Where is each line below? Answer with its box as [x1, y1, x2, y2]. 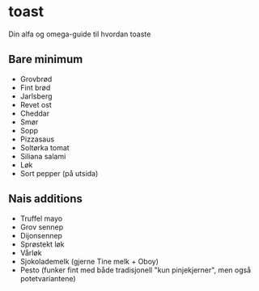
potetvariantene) [19, 273, 76, 283]
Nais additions [8, 192, 83, 206]
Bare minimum [8, 53, 83, 66]
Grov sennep [19, 221, 64, 232]
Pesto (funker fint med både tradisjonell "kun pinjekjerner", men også [19, 265, 252, 275]
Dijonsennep [19, 230, 63, 240]
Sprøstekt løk [19, 239, 65, 249]
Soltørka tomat [19, 142, 70, 152]
